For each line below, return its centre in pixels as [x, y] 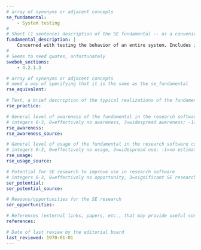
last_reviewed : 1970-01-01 [40, 237]
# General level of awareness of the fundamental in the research [91, 117]
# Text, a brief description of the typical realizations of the [89, 100]
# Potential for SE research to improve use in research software [91, 171]
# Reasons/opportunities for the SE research [64, 199]
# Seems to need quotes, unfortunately [56, 56]
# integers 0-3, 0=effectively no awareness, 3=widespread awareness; [96, 122]
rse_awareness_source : [34, 133]
